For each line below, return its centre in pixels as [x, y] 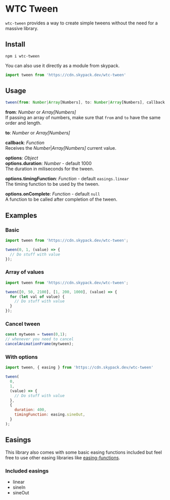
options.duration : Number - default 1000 [49, 163]
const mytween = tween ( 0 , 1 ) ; [36, 335]
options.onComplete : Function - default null [53, 194]
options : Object [22, 158]
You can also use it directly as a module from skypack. [62, 65]
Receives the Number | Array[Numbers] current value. [61, 148]
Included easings [27, 470]
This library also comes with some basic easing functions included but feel [83, 452]
